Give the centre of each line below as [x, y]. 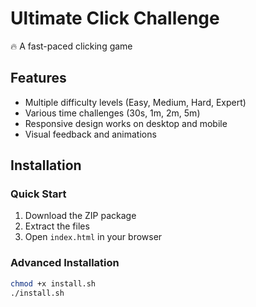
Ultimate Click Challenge [115, 18]
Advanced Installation [65, 263]
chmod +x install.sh [53, 283]
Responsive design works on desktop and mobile [126, 123]
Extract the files [57, 226]
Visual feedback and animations [90, 134]
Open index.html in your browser [93, 237]
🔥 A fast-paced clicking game [71, 46]
